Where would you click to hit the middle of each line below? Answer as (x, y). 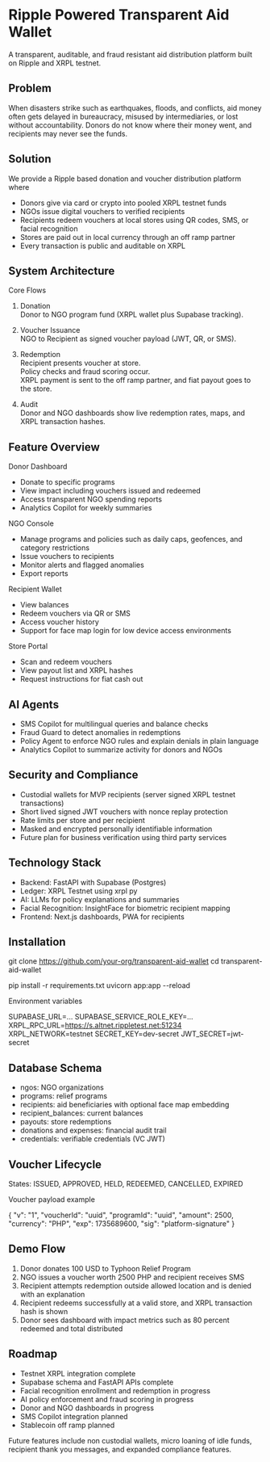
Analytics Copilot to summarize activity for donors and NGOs (121, 750)
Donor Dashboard (38, 467)
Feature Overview (54, 447)
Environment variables (46, 1001)
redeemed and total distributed (71, 1328)
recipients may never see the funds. (68, 133)
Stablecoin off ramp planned (67, 1425)
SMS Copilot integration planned (74, 1416)
